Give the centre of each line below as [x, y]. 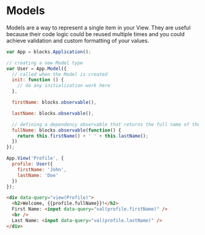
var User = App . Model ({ [37, 69]
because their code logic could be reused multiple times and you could [95, 34]
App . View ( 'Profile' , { [35, 159]
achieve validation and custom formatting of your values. [78, 40]
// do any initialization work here [64, 86]
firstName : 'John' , [42, 170]
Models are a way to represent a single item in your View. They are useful [99, 28]
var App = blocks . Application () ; [49, 52]
